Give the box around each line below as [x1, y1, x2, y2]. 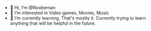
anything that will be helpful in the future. [10, 20, 96, 26]
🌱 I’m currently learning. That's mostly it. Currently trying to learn [10, 15, 146, 21]
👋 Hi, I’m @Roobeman [10, 5, 56, 10]
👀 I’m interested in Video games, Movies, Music [10, 10, 109, 16]
